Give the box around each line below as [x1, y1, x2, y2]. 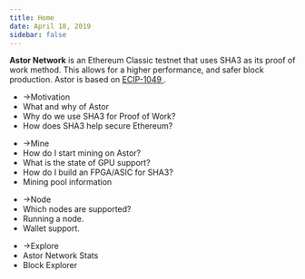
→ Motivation [22, 91, 71, 102]
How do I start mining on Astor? [22, 148, 142, 159]
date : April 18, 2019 [9, 22, 92, 31]
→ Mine [22, 138, 50, 149]
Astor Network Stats [22, 250, 99, 261]
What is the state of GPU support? [22, 158, 152, 168]
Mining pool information [22, 177, 113, 188]
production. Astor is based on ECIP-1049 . [9, 74, 166, 85]
